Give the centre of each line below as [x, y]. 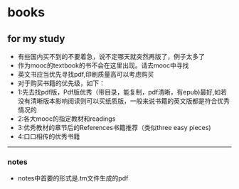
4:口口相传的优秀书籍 [49, 136]
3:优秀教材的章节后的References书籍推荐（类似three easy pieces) [114, 128]
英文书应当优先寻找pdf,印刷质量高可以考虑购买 [86, 74]
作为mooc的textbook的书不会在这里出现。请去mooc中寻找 [103, 65]
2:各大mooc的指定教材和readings [67, 119]
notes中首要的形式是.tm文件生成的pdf [73, 178]
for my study [36, 39]
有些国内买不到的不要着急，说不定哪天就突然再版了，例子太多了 [111, 56]
